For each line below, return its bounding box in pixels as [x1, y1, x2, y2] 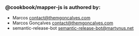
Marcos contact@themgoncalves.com [12, 15, 91, 21]
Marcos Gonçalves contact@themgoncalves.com [12, 20, 113, 26]
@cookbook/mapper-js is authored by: [5, 4, 101, 11]
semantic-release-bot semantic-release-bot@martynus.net [12, 25, 134, 31]
